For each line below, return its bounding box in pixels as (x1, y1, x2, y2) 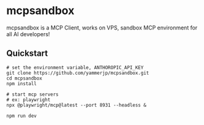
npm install (6, 80, 37, 86)
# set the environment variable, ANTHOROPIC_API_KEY (6, 64, 144, 70)
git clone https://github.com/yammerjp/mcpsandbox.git (6, 70, 149, 76)
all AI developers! (6, 30, 50, 37)
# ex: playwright (6, 96, 51, 103)
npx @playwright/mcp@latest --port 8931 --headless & (6, 102, 147, 108)
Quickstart (6, 48, 48, 59)
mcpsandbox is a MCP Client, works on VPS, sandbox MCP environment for (6, 24, 198, 31)
